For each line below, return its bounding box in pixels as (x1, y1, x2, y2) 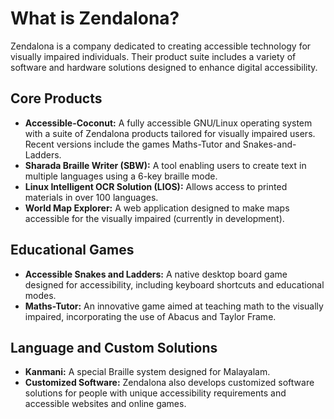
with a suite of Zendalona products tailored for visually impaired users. (24, 127, 316, 139)
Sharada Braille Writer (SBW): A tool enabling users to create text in (24, 159, 307, 171)
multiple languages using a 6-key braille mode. (24, 170, 218, 182)
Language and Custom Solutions (10, 339, 218, 356)
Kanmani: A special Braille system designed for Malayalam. (24, 366, 271, 378)
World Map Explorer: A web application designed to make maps (24, 202, 290, 214)
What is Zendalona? (10, 7, 180, 30)
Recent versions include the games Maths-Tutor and (24, 138, 241, 150)
